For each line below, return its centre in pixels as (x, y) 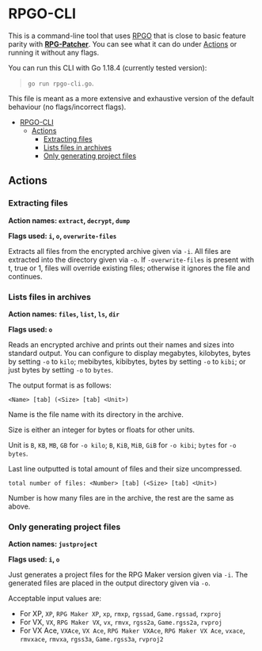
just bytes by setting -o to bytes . (61, 369)
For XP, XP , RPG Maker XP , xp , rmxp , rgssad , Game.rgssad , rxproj (120, 614)
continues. (25, 276)
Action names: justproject (53, 544)
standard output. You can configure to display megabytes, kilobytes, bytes (129, 353)
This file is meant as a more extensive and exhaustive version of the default (131, 98)
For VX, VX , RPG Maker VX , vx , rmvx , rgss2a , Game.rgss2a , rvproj (121, 623)
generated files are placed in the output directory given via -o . (110, 583)
